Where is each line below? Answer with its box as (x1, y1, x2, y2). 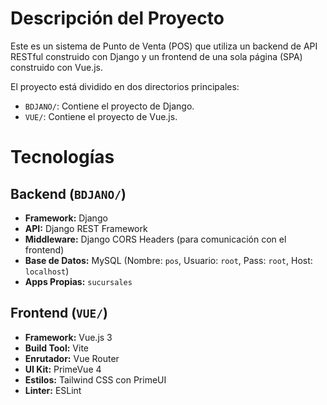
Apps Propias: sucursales (24, 275, 133, 287)
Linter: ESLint (24, 384, 82, 396)
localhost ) (24, 265, 70, 277)
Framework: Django (24, 212, 108, 224)
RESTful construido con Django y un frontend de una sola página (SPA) (10, 50, 303, 62)
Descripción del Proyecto (10, 7, 225, 30)
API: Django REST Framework (24, 222, 148, 234)
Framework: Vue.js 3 (24, 331, 113, 343)
